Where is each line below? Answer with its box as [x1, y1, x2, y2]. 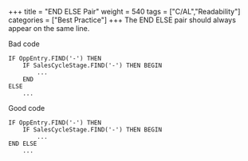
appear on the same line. [8, 24, 90, 33]
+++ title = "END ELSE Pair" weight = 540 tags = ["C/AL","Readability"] [8, 7, 241, 16]
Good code [8, 104, 45, 112]
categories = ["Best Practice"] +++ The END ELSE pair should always [8, 15, 237, 25]
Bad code [8, 39, 40, 49]
